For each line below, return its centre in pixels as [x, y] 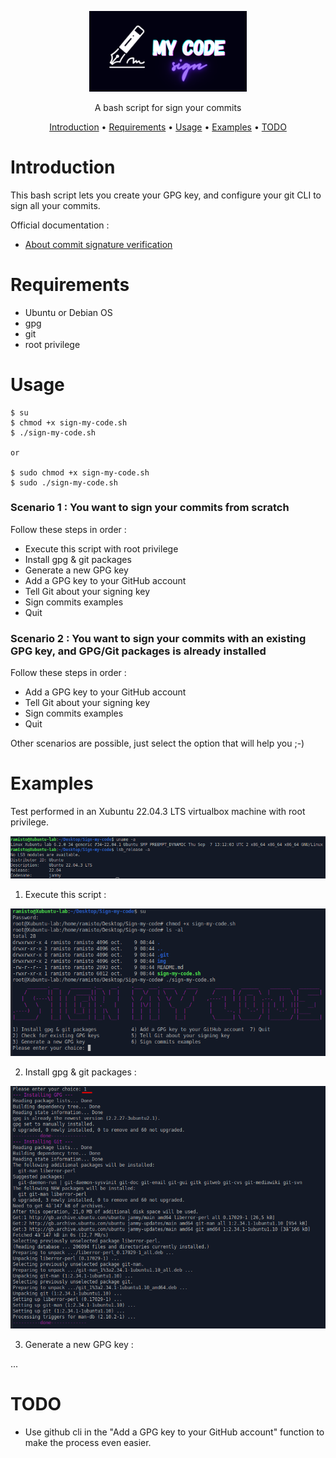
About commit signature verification [98, 244]
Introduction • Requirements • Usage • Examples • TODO [168, 127]
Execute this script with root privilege [101, 548]
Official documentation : [60, 225]
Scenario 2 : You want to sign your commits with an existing [158, 638]
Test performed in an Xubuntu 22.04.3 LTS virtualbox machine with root [158, 812]
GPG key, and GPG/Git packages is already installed [138, 651]
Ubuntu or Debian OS [68, 312]
